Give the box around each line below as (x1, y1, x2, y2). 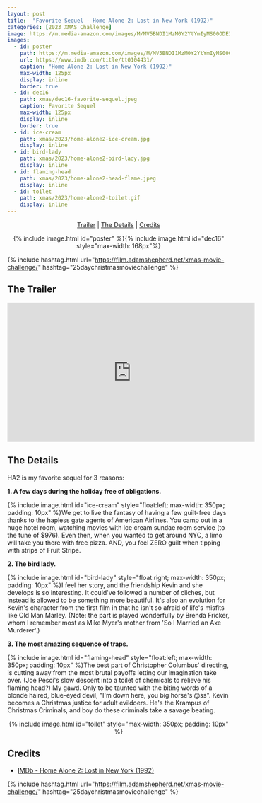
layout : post (7, 10, 46, 18)
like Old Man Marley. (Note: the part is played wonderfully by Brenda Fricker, (7, 611, 230, 619)
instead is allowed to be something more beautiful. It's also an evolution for (7, 596, 226, 604)
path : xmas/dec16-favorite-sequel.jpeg (20, 96, 138, 103)
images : (7, 37, 30, 44)
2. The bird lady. (7, 560, 56, 568)
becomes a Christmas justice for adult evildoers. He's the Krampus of (7, 698, 210, 707)
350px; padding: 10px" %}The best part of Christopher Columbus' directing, (7, 661, 230, 669)
